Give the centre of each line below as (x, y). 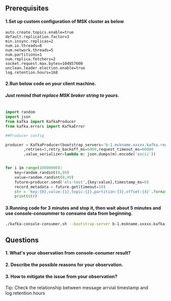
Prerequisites (27, 8)
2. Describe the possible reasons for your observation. (64, 264)
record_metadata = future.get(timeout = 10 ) (60, 187)
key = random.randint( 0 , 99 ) (42, 173)
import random (20, 112)
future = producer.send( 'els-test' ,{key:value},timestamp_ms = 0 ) (82, 182)
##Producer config (25, 135)
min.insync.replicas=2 (29, 41)
